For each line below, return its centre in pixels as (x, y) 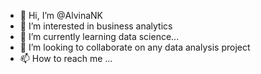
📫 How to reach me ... (66, 58)
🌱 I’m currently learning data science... (99, 36)
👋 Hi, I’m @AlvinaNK (61, 15)
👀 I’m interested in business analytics (96, 26)
